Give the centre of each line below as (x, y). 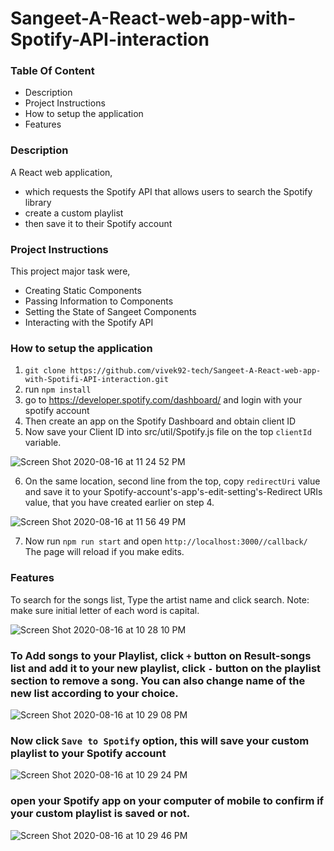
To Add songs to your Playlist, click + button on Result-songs (161, 655)
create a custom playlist (74, 213)
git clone (45, 371)
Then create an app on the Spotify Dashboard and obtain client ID (160, 421)
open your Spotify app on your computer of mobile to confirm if (167, 801)
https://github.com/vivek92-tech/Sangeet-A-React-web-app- (195, 371)
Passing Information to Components (99, 301)
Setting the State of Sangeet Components (110, 312)
